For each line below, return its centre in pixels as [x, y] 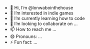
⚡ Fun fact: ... [23, 42]
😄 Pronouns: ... [26, 36]
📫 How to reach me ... [33, 29]
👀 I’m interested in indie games [41, 13]
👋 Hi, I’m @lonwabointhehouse [41, 8]
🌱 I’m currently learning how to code [47, 18]
